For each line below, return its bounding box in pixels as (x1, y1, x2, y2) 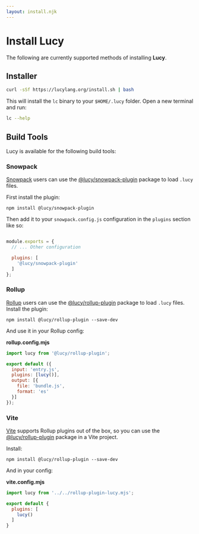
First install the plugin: (6, 194, 61, 201)
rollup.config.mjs (6, 339, 50, 346)
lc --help (6, 115, 31, 122)
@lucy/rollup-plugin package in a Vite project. (6, 433, 118, 440)
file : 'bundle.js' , (17, 383, 65, 389)
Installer (6, 71, 37, 81)
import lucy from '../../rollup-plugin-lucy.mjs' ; (6, 489, 134, 496)
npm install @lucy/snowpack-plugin (6, 206, 94, 211)
